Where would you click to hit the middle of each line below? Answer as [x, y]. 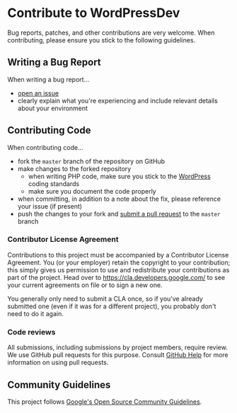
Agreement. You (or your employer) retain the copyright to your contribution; [119, 262]
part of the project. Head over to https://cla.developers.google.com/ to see [116, 277]
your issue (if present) [50, 206]
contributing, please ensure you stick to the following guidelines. [102, 40]
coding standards [54, 184]
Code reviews [31, 332]
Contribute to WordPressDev [94, 13]
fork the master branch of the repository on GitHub [91, 161]
